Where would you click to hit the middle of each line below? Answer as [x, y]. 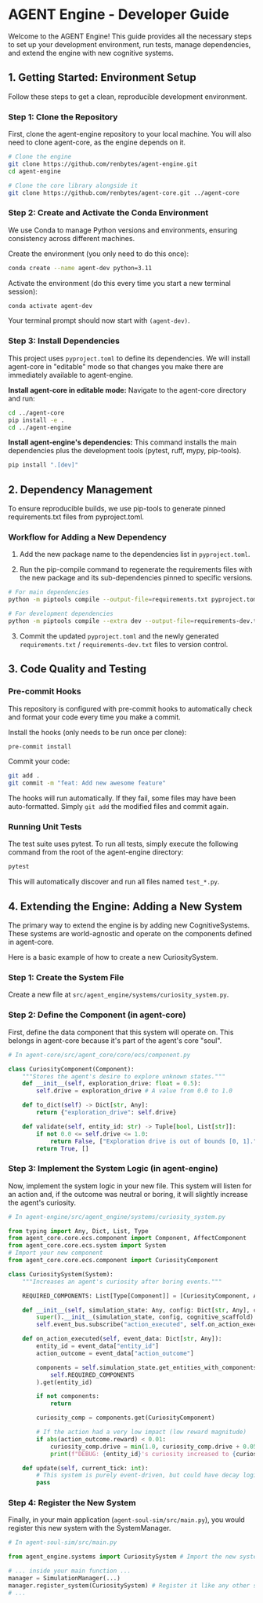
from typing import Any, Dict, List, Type [78, 1231]
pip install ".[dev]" [43, 465]
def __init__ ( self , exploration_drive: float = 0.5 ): [112, 1084]
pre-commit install [40, 747]
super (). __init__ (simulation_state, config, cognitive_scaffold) [145, 1317]
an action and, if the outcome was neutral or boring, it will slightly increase [128, 1194]
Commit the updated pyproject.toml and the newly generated [119, 636]
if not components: [68, 1396]
